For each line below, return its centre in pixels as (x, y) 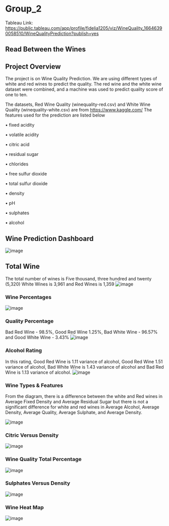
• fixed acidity (20, 125)
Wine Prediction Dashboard (49, 238)
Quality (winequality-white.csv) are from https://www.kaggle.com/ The (79, 110)
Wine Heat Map (24, 507)
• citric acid (17, 145)
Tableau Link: (19, 23)
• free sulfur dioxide (26, 174)
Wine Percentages (29, 297)
